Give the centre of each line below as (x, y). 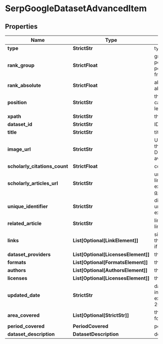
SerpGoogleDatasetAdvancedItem (76, 9)
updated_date (24, 295)
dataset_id (20, 124)
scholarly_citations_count (38, 166)
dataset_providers (29, 254)
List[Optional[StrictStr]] (101, 315)
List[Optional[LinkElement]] (105, 240)
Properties (21, 27)
